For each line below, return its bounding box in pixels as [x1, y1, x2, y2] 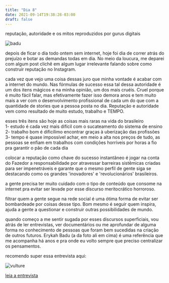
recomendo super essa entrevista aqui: [5, 253, 87, 259]
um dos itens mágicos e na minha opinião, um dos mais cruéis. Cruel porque [5, 87, 164, 93]
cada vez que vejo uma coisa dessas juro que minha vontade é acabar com [5, 76, 162, 82]
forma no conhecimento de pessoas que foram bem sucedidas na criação [5, 227, 159, 233]
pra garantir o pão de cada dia [5, 145, 68, 151]
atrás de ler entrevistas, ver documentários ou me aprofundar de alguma [5, 222, 156, 228]
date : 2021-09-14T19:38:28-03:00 [5, 12, 76, 17]
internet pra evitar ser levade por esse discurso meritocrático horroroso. [5, 186, 155, 192]
